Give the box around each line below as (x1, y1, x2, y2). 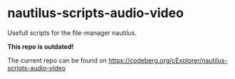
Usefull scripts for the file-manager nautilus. (7, 28, 137, 37)
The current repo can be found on (7, 56, 108, 65)
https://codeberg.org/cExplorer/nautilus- (108, 56, 228, 65)
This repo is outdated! (7, 42, 74, 51)
